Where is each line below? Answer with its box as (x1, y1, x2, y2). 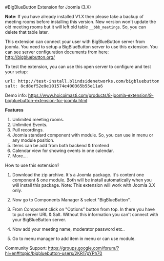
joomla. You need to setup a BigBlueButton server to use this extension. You (5, 44, 158, 49)
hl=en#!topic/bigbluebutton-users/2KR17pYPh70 (5, 250, 102, 256)
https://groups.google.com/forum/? (48, 245, 119, 251)
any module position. (12, 137, 55, 143)
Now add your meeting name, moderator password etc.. (12, 226, 125, 232)
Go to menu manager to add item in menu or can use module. (12, 236, 136, 241)
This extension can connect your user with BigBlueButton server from (5, 39, 145, 44)
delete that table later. (5, 29, 49, 35)
